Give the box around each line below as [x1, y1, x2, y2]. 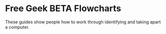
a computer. [5, 24, 30, 30]
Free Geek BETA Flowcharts [5, 3, 122, 14]
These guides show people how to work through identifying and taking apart [5, 19, 161, 25]
